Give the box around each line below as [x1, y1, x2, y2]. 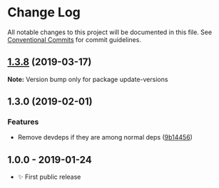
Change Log [7, 4, 81, 21]
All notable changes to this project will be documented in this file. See [7, 28, 213, 36]
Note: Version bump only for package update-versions [7, 75, 168, 83]
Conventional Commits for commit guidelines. [7, 35, 141, 43]
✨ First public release [17, 172, 81, 182]
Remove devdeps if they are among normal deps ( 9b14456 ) [17, 133, 193, 142]
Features [7, 117, 39, 127]
